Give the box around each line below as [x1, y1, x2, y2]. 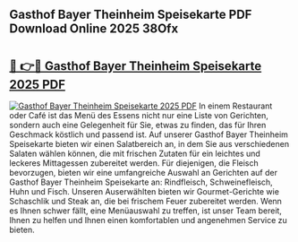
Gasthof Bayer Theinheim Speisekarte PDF [9, 7, 252, 22]
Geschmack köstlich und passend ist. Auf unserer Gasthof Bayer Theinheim [9, 129, 289, 140]
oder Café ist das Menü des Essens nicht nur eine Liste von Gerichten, [9, 110, 268, 120]
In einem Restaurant [198, 100, 273, 111]
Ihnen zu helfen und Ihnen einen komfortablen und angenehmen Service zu [9, 215, 288, 225]
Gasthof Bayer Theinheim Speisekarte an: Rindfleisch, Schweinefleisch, [9, 177, 273, 187]
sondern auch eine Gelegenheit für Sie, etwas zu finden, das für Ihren [9, 120, 267, 130]
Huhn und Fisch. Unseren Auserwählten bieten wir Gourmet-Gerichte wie [9, 186, 280, 196]
